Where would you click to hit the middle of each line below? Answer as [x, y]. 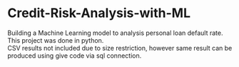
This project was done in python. [56, 40]
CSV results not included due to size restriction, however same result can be [120, 48]
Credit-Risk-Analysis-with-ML [99, 13]
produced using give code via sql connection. [75, 56]
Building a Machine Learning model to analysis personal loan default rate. [115, 33]
